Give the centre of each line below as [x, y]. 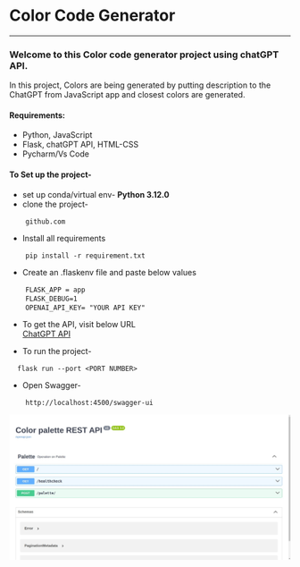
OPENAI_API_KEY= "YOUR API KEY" [85, 308]
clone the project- [55, 204]
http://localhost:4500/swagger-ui [89, 402]
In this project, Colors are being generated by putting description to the [140, 85]
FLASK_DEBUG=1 [51, 299]
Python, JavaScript [57, 135]
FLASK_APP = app [56, 290]
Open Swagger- [52, 385]
